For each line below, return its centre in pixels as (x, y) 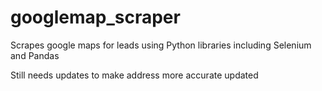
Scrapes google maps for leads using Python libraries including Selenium (161, 45)
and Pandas (35, 55)
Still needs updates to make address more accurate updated (134, 75)
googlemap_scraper (95, 17)
